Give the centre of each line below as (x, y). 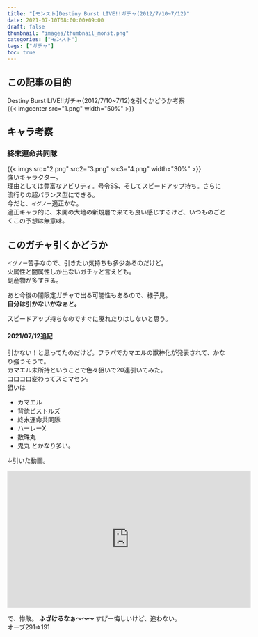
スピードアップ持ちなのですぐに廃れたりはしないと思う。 (89, 319)
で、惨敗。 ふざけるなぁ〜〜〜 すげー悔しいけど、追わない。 (94, 619)
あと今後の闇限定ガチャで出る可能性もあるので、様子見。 (89, 295)
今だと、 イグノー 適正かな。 (45, 203)
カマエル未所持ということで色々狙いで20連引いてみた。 (87, 370)
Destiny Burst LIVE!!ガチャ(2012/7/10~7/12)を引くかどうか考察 (96, 100)
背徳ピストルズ (39, 411)
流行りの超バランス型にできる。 (53, 195)
